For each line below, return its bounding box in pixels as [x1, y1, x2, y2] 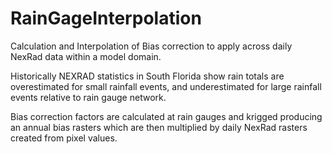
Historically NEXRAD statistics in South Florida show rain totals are [10, 70, 285, 82]
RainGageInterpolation [10, 7, 202, 30]
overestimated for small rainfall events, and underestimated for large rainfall [10, 80, 322, 92]
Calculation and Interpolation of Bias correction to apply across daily [10, 40, 293, 52]
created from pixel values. [10, 132, 118, 144]
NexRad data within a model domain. [10, 50, 162, 62]
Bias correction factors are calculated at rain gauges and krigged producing [10, 110, 323, 122]
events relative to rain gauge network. [10, 91, 167, 103]
